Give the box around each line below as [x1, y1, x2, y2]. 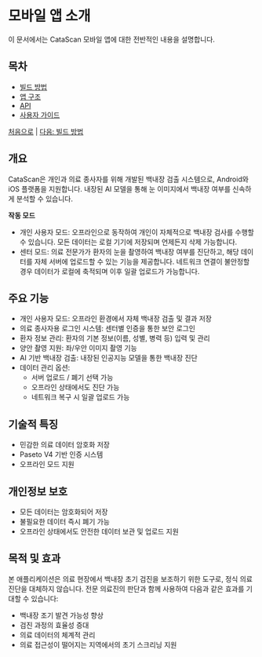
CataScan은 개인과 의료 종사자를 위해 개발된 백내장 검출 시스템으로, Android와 [8, 174, 249, 184]
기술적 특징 [8, 418, 59, 431]
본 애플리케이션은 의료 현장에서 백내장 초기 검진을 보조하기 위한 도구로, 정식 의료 [8, 574, 253, 583]
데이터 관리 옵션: [19, 363, 71, 373]
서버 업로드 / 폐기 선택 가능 [31, 373, 114, 382]
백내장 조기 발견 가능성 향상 [19, 610, 104, 620]
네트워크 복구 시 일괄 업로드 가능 [31, 392, 130, 402]
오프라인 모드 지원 [19, 460, 75, 469]
